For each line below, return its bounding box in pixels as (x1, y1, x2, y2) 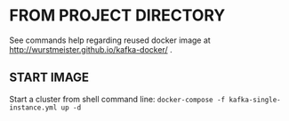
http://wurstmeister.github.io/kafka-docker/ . (9, 44, 173, 54)
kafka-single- (229, 95, 282, 104)
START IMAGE (9, 70, 89, 85)
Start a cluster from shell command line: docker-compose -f (9, 93, 225, 104)
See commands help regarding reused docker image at (9, 35, 211, 45)
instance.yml (9, 103, 58, 112)
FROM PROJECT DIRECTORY (9, 5, 226, 26)
